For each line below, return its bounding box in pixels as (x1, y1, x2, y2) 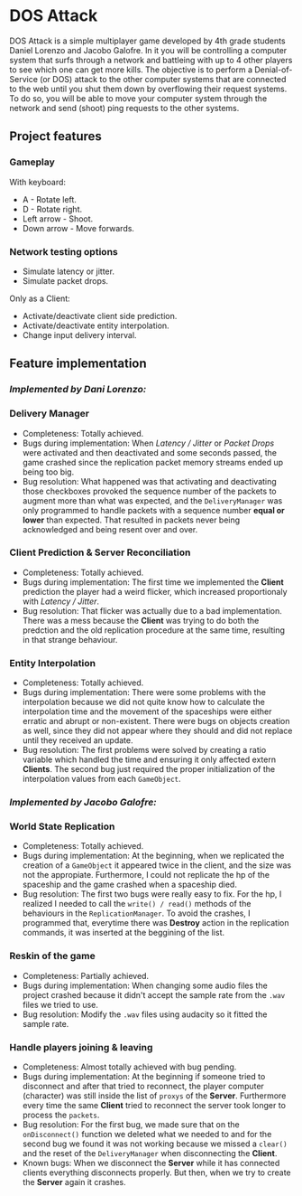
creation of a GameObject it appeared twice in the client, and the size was (22, 860, 291, 871)
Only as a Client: (9, 293, 70, 304)
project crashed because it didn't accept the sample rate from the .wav (22, 989, 286, 1000)
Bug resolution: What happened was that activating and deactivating (22, 476, 277, 486)
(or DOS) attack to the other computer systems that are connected (39, 73, 287, 84)
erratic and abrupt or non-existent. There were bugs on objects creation (22, 716, 290, 727)
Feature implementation (9, 356, 147, 372)
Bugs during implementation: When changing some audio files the (22, 980, 268, 991)
